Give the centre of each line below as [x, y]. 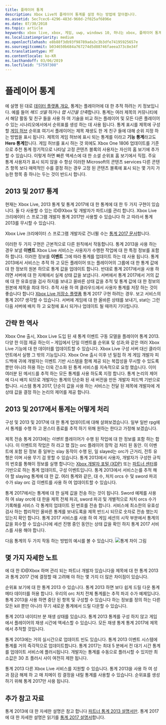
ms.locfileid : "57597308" [32, 65]
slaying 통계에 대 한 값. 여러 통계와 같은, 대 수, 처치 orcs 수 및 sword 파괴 [86, 476]
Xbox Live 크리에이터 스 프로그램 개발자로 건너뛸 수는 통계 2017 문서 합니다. [78, 233]
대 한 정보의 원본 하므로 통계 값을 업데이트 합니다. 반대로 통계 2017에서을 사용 [80, 269]
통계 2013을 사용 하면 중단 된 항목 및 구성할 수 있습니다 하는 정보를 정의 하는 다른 [83, 600]
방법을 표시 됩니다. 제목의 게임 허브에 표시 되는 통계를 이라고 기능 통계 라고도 [83, 137]
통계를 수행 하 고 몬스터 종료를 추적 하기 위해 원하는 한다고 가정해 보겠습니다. [84, 428]
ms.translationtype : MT [30, 51]
